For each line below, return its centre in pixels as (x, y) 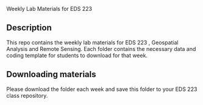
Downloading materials (51, 74)
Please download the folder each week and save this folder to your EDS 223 (102, 89)
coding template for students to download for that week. (77, 55)
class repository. (27, 95)
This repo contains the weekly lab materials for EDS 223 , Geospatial (92, 42)
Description (29, 28)
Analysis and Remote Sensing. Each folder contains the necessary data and (101, 49)
